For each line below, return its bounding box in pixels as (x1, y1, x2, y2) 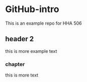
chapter (5, 60, 25, 67)
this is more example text (5, 48, 57, 54)
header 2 (5, 35, 34, 43)
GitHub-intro (5, 4, 59, 15)
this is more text (5, 72, 39, 78)
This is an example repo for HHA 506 (5, 20, 82, 26)
